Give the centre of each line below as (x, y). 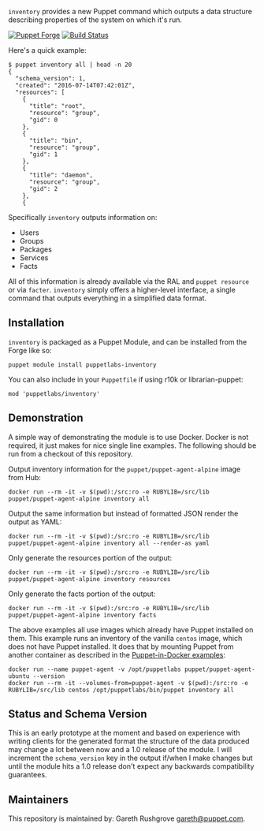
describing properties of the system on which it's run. (95, 20)
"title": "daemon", (61, 175)
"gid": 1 (43, 155)
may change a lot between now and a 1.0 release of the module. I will (120, 750)
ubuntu (19, 676)
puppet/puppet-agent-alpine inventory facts (82, 615)
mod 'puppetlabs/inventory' (54, 393)
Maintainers (39, 799)
